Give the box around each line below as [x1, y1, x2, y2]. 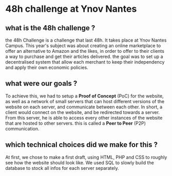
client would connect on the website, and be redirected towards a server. [5, 109, 160, 115]
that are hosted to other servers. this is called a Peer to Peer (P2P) [5, 120, 146, 126]
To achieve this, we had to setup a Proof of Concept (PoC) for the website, [5, 93, 164, 99]
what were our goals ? [5, 79, 78, 88]
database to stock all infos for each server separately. [5, 165, 119, 171]
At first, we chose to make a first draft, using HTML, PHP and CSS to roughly [5, 154, 167, 160]
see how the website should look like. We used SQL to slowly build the [5, 160, 154, 166]
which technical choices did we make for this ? [5, 141, 158, 149]
